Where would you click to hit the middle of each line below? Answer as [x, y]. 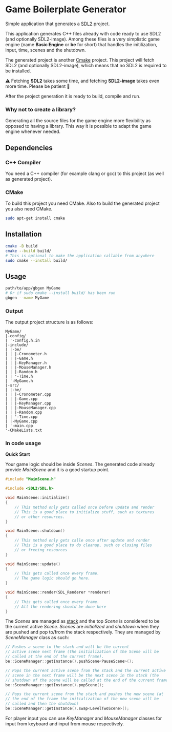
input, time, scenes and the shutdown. [46, 50]
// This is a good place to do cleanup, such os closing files [83, 545]
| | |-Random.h [21, 372]
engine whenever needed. [33, 131]
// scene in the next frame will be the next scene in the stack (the [82, 675]
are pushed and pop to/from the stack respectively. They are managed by [83, 632]
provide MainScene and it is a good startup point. [57, 470]
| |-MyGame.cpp [21, 421]
